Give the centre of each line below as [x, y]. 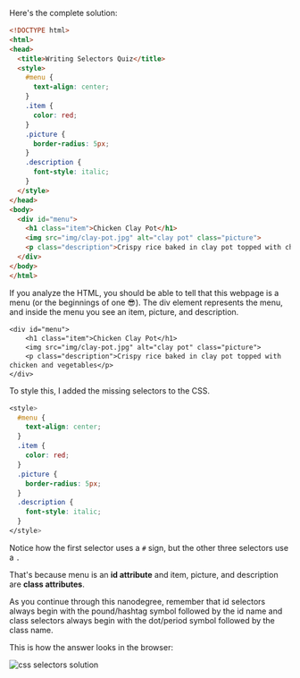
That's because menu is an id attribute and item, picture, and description [144, 574]
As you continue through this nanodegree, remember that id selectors [137, 601]
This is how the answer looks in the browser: [92, 647]
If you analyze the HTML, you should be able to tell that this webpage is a [144, 292]
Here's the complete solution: [63, 13]
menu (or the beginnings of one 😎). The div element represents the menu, [146, 302]
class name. [31, 630]
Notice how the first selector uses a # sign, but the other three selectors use [149, 547]
